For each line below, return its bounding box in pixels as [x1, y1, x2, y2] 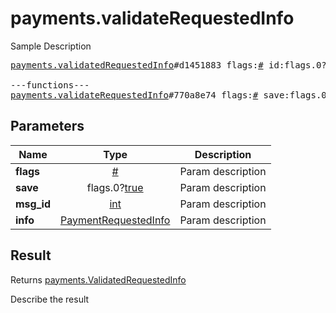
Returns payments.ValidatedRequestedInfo [10, 273, 187, 286]
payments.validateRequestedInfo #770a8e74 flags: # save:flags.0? [10, 89, 333, 101]
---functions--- [10, 79, 90, 91]
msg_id [15, 197, 51, 211]
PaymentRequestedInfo [59, 213, 171, 227]
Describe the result [10, 293, 90, 305]
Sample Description [10, 40, 92, 52]
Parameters [10, 118, 85, 135]
